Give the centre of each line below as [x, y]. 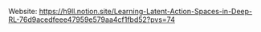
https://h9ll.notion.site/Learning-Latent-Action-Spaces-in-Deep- [146, 11]
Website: [23, 11]
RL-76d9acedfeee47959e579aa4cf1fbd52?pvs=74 [92, 20]
